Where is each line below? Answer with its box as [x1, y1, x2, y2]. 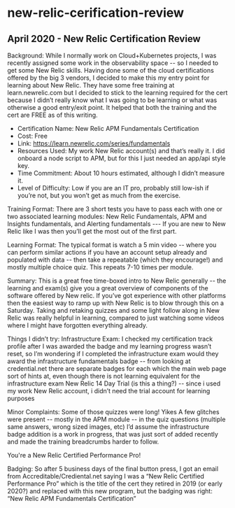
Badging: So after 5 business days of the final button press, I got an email [7, 465, 219, 473]
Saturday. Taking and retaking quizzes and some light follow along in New [7, 306, 220, 314]
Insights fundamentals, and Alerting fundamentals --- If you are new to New [7, 220, 226, 228]
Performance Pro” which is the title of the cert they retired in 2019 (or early [7, 479, 222, 488]
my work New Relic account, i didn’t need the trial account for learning [7, 387, 211, 395]
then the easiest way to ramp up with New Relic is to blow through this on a [7, 299, 225, 307]
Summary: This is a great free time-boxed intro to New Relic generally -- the [7, 276, 227, 285]
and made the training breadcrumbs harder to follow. [7, 437, 159, 446]
